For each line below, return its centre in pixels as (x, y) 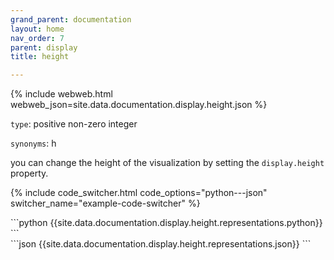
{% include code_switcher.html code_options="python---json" (139, 193)
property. (29, 173)
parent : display (44, 47)
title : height (40, 57)
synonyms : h (33, 143)
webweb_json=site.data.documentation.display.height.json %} (139, 105)
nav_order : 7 (37, 38)
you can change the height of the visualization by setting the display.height (167, 163)
